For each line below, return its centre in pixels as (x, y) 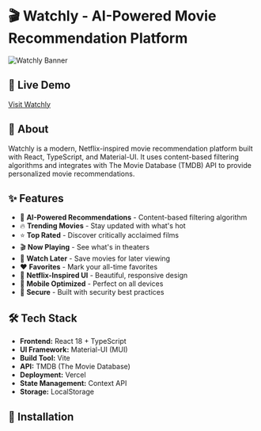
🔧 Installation (41, 416)
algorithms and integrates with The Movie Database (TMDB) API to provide (130, 165)
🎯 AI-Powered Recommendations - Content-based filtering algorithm (133, 217)
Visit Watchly (30, 104)
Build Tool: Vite (45, 358)
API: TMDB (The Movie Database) (75, 367)
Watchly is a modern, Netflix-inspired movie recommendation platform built (130, 148)
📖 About (28, 130)
